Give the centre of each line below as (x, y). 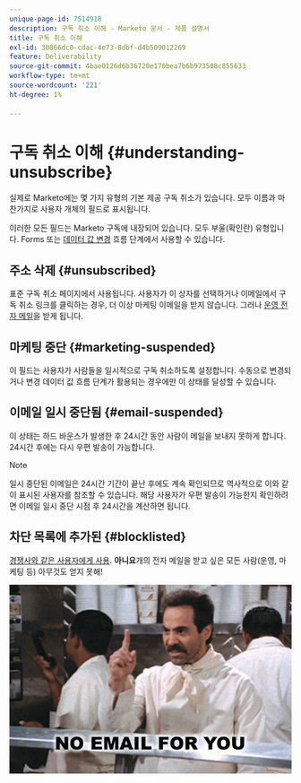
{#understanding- (176, 152)
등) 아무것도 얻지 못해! (64, 571)
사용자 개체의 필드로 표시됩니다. (95, 209)
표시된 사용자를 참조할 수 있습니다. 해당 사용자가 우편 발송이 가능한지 (138, 494)
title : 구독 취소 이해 (46, 38)
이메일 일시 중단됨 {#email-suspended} (116, 413)
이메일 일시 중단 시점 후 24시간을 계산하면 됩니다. (104, 506)
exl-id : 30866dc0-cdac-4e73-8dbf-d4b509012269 (98, 48)
